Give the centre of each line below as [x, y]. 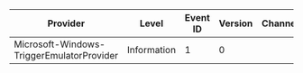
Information [151, 50]
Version [236, 23]
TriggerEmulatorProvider [66, 55]
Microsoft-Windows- [60, 44]
